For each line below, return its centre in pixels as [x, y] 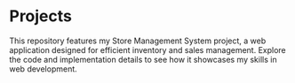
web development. [43, 69]
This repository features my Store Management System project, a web [138, 41]
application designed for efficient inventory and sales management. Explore [147, 49]
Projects [41, 16]
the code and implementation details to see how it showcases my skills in [143, 59]
